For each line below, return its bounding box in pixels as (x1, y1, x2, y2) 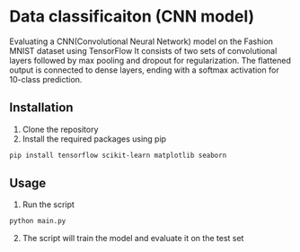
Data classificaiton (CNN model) (9, 6, 255, 27)
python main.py (9, 217, 66, 226)
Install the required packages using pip (22, 133, 167, 144)
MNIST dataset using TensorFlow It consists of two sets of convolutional (9, 45, 278, 56)
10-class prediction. (9, 74, 83, 84)
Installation (9, 100, 74, 116)
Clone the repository (22, 124, 99, 135)
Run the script (22, 199, 75, 210)
